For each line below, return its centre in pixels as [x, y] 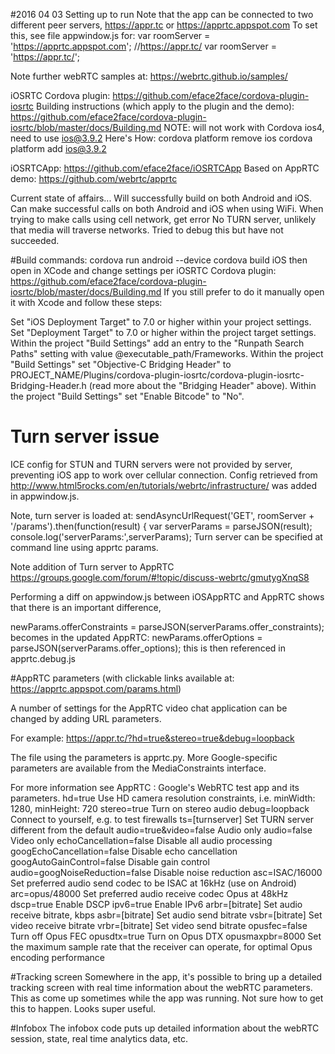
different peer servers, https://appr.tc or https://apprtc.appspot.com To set [164, 25]
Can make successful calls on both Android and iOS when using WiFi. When [167, 208]
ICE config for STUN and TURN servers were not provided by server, [151, 464]
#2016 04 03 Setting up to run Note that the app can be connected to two [162, 14]
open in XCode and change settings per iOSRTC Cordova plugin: [143, 270]
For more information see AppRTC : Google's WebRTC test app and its [155, 787]
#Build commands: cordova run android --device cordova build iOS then [159, 260]
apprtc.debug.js [43, 658]
